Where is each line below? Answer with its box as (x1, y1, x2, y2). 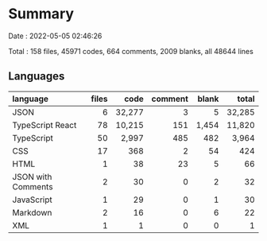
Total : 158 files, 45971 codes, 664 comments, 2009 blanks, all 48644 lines (8, 46, 254, 56)
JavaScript (12, 194, 53, 205)
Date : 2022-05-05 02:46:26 (8, 31, 103, 41)
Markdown (12, 207, 52, 218)
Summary (8, 5, 74, 23)
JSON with (12, 171, 52, 182)
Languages (8, 69, 65, 84)
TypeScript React (12, 119, 77, 130)
